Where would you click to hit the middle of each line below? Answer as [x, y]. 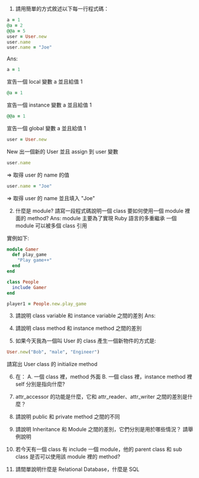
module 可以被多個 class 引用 [51, 225]
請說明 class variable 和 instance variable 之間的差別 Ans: [85, 316]
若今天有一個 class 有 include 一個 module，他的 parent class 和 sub [99, 450]
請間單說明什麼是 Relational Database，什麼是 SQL [77, 469]
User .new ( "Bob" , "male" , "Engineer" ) [53, 352]
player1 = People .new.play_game [46, 304]
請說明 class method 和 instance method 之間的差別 [78, 328]
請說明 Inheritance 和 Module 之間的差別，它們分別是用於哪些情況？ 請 [102, 429]
